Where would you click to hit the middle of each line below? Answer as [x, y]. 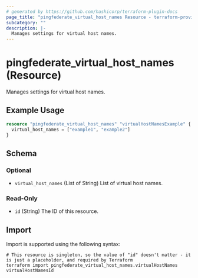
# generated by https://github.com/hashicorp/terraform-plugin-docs [92, 12]
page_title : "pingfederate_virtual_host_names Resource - [79, 17]
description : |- [26, 28]
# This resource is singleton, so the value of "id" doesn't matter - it [99, 255]
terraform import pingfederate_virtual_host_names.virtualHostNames [92, 266]
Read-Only [22, 199]
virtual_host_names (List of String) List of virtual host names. [89, 183]
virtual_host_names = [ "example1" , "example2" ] [71, 130]
